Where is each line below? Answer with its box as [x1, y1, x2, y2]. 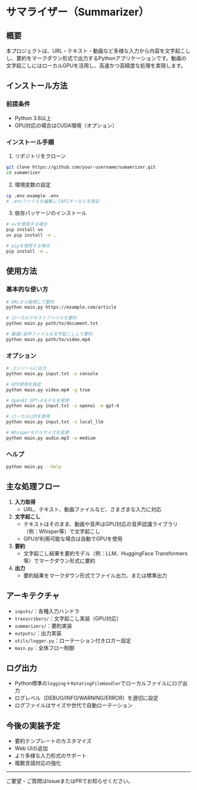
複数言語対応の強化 [14, 759, 62, 766]
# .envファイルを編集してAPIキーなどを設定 [6, 198, 100, 204]
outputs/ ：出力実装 [14, 629, 62, 636]
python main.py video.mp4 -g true [6, 386, 91, 393]
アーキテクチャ [6, 591, 60, 601]
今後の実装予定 [6, 721, 60, 731]
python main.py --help [6, 464, 62, 470]
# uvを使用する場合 [6, 221, 47, 227]
